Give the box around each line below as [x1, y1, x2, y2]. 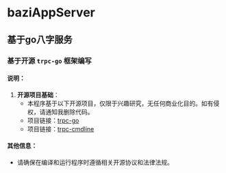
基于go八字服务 [7, 34, 73, 45]
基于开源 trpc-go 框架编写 [7, 56, 92, 66]
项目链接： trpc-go [27, 116, 79, 124]
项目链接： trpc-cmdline [27, 124, 95, 133]
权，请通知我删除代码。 [27, 107, 94, 116]
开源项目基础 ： [16, 90, 60, 98]
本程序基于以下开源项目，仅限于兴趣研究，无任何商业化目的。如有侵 [27, 99, 220, 107]
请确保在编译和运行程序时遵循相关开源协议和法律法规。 [16, 158, 173, 166]
